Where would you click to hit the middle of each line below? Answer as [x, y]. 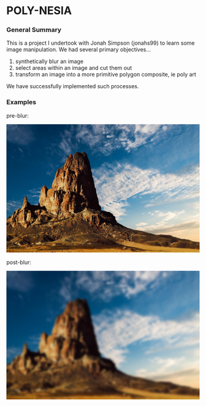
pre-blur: [17, 115]
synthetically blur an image [49, 61]
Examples [21, 102]
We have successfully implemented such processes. [73, 86]
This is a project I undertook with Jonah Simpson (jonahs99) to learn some [101, 43]
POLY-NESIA [39, 11]
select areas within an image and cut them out [74, 68]
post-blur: [19, 262]
